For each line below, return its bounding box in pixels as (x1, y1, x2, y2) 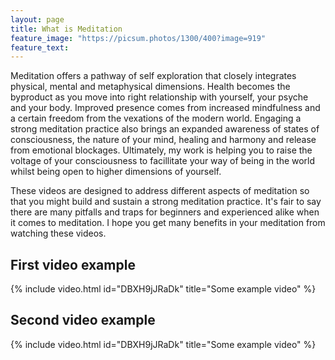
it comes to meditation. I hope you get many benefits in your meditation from (10, 217, 326, 229)
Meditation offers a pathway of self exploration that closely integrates (10, 70, 297, 82)
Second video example (10, 312, 156, 329)
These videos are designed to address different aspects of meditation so (10, 185, 310, 197)
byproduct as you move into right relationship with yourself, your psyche (10, 91, 309, 103)
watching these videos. (10, 227, 107, 240)
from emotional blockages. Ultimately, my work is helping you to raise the (10, 144, 313, 156)
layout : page (10, 14, 65, 25)
